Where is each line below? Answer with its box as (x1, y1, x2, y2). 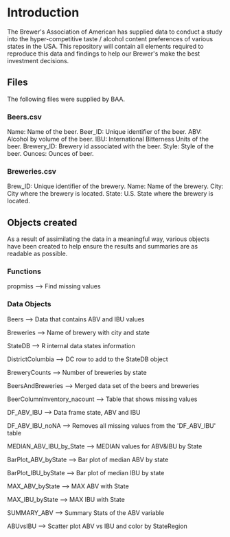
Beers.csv (7, 112, 43, 122)
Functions (7, 266, 41, 276)
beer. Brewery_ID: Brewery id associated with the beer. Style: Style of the (7, 142, 214, 150)
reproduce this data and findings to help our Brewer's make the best (7, 49, 200, 58)
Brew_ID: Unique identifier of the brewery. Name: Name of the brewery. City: (7, 182, 224, 190)
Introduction (7, 5, 80, 21)
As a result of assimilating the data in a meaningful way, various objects (7, 235, 210, 243)
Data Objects (7, 299, 51, 309)
